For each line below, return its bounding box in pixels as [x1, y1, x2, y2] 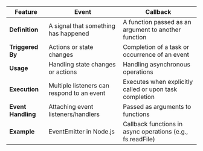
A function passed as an [123, 18, 192, 26]
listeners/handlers [48, 110, 100, 118]
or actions [48, 68, 77, 76]
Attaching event [48, 103, 94, 111]
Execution [9, 85, 39, 93]
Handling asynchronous [123, 60, 190, 68]
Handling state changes [48, 60, 116, 68]
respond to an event [48, 89, 106, 97]
